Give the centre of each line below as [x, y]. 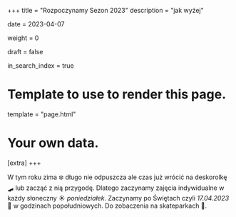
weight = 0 [23, 38]
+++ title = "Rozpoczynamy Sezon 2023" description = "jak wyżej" [106, 10]
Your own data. [53, 143]
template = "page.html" [42, 114]
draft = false [25, 52]
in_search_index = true [41, 66]
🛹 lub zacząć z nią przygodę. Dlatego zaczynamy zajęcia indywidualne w [116, 188]
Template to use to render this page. [117, 95]
